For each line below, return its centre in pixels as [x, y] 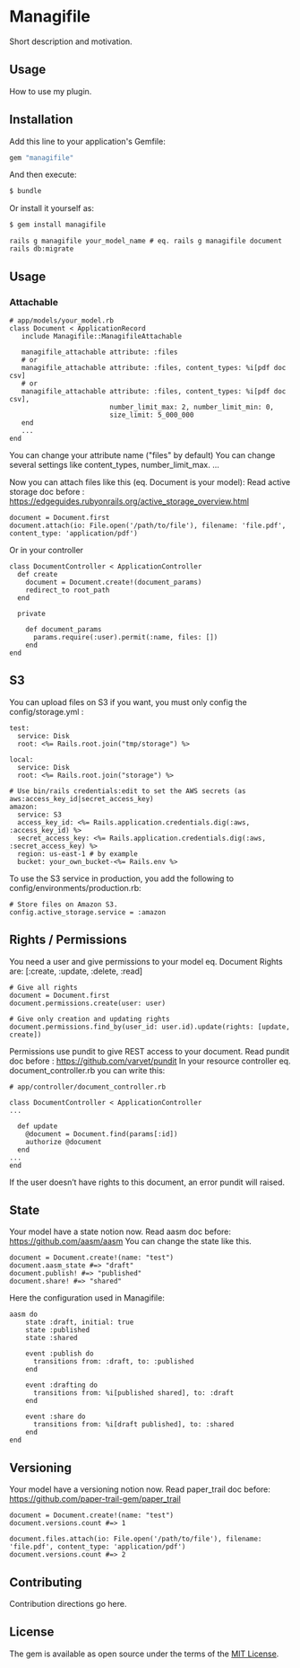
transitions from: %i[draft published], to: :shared [133, 1425]
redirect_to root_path [68, 590]
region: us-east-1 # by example [78, 854]
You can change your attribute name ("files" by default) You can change [142, 455]
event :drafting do [62, 1385]
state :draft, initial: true [80, 1322]
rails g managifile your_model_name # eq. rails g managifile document [146, 241]
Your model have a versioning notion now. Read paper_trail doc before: [140, 1489]
